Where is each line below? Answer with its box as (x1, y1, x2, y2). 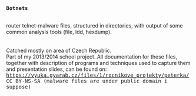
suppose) (6, 84, 31, 90)
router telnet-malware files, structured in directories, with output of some (6, 22, 184, 29)
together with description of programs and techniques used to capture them (6, 60, 191, 66)
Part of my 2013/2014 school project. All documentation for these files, (6, 53, 178, 60)
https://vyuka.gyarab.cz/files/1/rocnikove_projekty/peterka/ (6, 72, 190, 78)
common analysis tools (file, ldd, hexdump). (6, 29, 112, 35)
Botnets (6, 5, 28, 11)
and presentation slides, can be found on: (6, 66, 107, 73)
